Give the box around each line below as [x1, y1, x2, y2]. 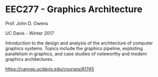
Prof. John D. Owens [5, 20, 48, 26]
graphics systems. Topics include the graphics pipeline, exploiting [5, 45, 143, 51]
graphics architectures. [5, 56, 54, 62]
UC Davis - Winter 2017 [5, 30, 54, 36]
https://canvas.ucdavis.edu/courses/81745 [5, 66, 95, 72]
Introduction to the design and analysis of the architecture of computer [5, 40, 153, 46]
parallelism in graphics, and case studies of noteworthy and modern [5, 51, 147, 57]
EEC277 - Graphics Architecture [5, 4, 143, 15]
